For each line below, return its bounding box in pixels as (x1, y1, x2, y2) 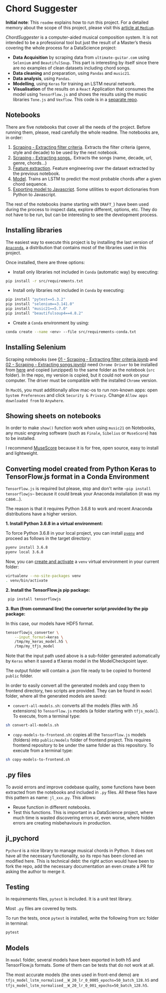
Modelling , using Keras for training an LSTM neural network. (12, 80, 136, 87)
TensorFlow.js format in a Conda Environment (5, 472, 150, 481)
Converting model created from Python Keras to (5, 464, 157, 473)
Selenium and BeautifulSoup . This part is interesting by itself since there (12, 59, 159, 65)
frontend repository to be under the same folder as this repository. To (12, 742, 154, 748)
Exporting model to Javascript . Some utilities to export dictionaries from (12, 186, 160, 192)
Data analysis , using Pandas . (12, 75, 71, 81)
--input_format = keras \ (14, 635, 64, 640)
